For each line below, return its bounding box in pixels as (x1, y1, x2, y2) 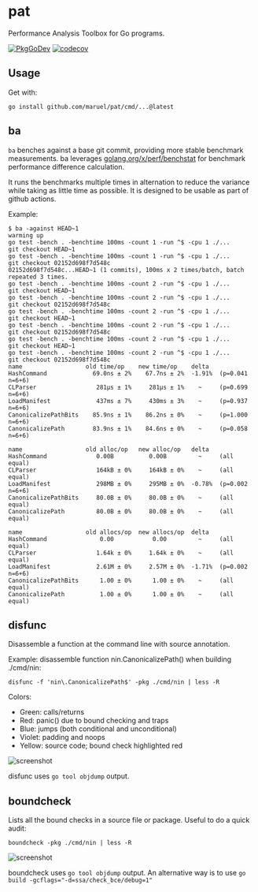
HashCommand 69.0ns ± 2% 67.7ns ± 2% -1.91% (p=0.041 (8, 369, 248, 377)
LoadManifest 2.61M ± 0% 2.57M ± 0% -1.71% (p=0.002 (8, 562, 248, 570)
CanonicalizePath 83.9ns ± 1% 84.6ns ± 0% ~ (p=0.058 (8, 424, 248, 432)
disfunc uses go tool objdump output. (8, 771, 130, 781)
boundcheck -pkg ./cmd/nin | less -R (8, 839, 132, 847)
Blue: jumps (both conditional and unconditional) (19, 724, 177, 733)
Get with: (8, 88, 38, 97)
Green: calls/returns (19, 707, 85, 717)
